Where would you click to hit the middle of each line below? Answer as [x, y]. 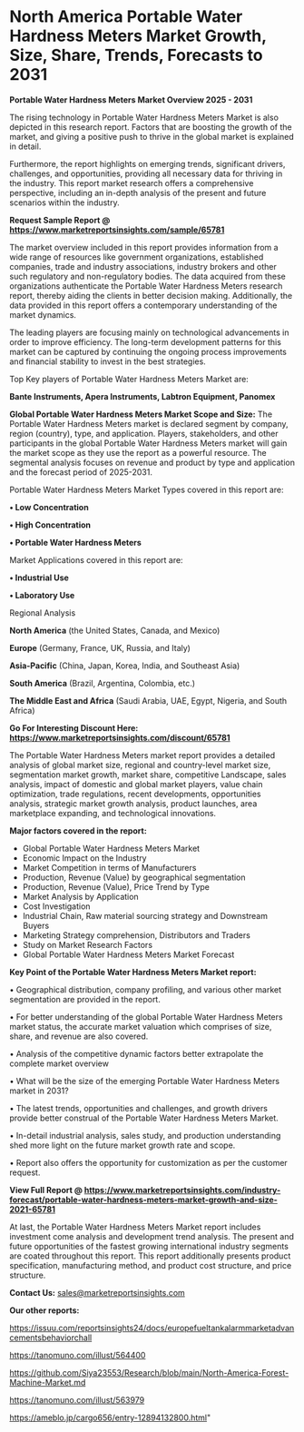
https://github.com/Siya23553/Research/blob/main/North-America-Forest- [149, 1372]
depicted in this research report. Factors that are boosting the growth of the [151, 127]
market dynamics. [43, 314]
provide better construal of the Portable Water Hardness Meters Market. [144, 1118]
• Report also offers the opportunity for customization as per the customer [148, 1162]
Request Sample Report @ [60, 220]
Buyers [36, 925]
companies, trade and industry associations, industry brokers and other [143, 266]
